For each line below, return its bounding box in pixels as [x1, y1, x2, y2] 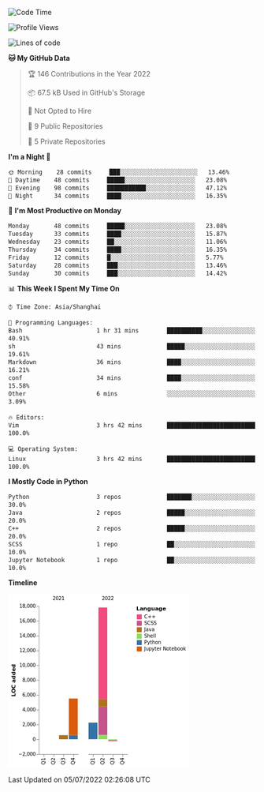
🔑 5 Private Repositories [27, 137, 106, 146]
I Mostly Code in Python [8, 477, 88, 486]
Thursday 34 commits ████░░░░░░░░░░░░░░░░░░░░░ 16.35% [8, 246, 227, 253]
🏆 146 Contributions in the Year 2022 [27, 69, 151, 78]
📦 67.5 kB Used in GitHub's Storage [27, 88, 146, 97]
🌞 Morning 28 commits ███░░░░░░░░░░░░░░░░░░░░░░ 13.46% [8, 168, 230, 176]
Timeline [8, 578, 38, 587]
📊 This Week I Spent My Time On [8, 284, 120, 293]
